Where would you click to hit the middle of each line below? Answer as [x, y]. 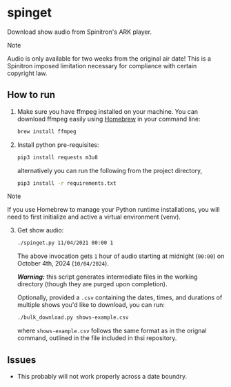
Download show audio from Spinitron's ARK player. [79, 32]
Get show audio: [40, 230]
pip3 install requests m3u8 [57, 157]
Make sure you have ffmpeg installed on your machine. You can [108, 111]
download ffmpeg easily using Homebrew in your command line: [109, 119]
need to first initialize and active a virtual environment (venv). [94, 217]
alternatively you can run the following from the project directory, [109, 170]
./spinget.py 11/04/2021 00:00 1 [65, 243]
